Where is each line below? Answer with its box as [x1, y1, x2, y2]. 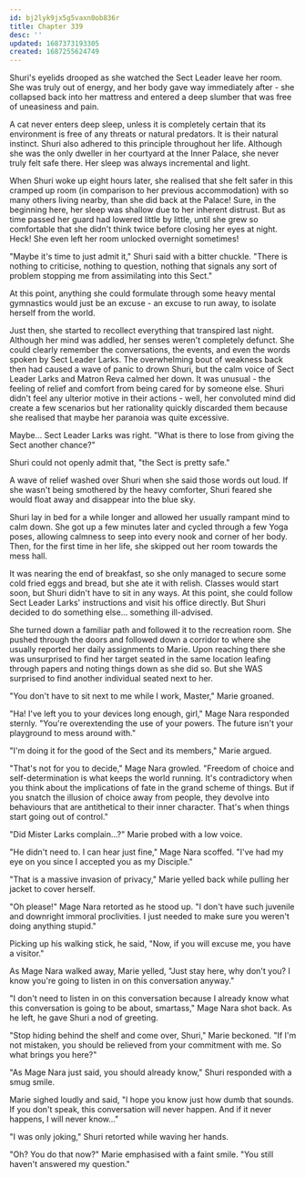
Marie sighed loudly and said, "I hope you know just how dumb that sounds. [9, 1094, 294, 1105]
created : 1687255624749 [9, 47, 100, 56]
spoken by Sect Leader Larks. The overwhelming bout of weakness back [9, 354, 284, 365]
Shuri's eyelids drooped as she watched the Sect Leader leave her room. [9, 72, 282, 83]
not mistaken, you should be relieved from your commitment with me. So [9, 1040, 282, 1050]
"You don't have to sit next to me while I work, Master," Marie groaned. [9, 691, 275, 702]
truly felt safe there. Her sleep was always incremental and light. [9, 158, 250, 169]
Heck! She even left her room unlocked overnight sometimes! [9, 233, 239, 244]
